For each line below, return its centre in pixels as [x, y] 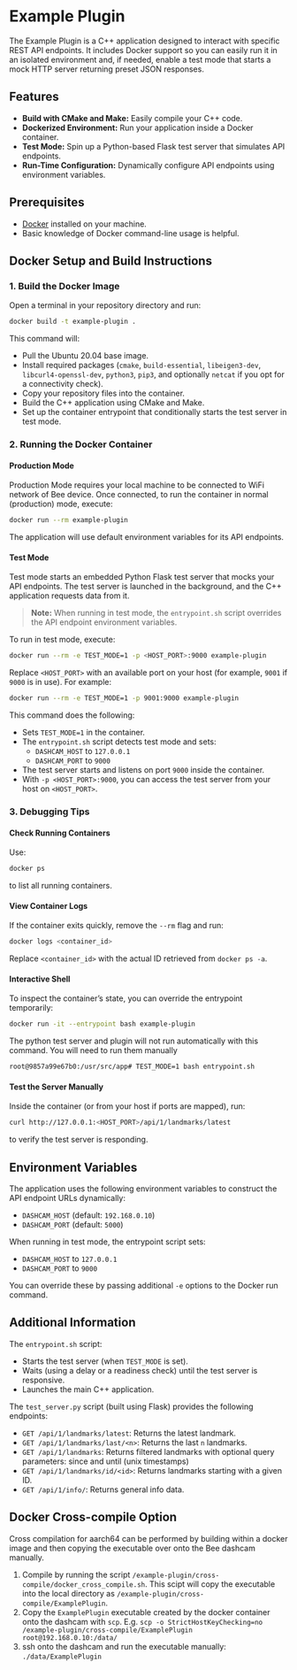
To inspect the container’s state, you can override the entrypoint [126, 998]
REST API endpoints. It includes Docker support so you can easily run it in [144, 50]
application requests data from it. [69, 596]
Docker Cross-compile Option [93, 1517]
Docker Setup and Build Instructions [110, 261]
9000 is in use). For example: [61, 682]
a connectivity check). [62, 384]
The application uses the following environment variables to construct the [143, 1189]
